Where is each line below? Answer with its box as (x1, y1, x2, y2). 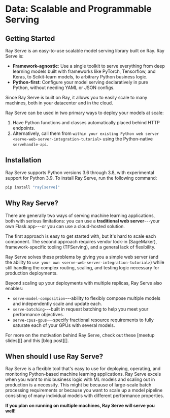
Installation (5, 156, 42, 164)
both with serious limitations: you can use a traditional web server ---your (5, 217, 160, 224)
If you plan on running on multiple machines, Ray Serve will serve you (5, 403, 155, 409)
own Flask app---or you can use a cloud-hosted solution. (5, 223, 125, 229)
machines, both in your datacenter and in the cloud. (5, 100, 113, 106)
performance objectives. (12, 311, 64, 317)
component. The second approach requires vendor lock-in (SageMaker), (5, 238, 157, 244)
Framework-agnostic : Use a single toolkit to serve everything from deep (12, 63, 165, 69)
